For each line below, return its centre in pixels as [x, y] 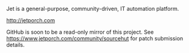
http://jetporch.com [31, 20]
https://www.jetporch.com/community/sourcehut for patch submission [95, 38]
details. [16, 45]
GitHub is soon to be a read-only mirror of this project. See [80, 32]
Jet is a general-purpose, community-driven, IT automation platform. [93, 9]
